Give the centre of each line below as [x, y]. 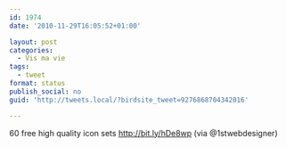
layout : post [33, 42]
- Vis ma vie [41, 59]
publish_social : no [45, 91]
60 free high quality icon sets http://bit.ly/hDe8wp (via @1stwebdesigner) [143, 133]
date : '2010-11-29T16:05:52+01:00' [75, 26]
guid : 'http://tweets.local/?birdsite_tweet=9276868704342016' [129, 100]
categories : [31, 50]
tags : [19, 67]
